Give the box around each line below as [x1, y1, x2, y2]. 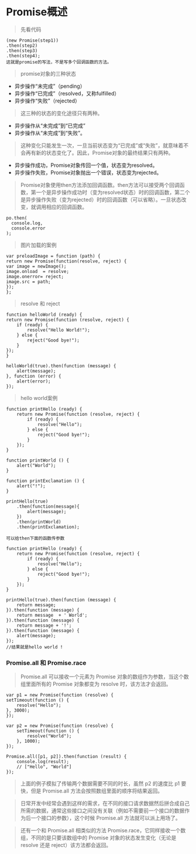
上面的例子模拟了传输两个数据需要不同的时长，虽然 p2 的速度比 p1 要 [20, 780, 187, 787]
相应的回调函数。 [46, 203, 88, 210]
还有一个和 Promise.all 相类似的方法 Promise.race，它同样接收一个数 [20, 827, 186, 834]
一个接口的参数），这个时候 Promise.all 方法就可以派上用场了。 [30, 815, 181, 822]
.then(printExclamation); [16, 524, 80, 530]
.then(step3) [6, 47, 38, 53]
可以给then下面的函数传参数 [6, 535, 65, 541]
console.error [11, 225, 46, 231]
